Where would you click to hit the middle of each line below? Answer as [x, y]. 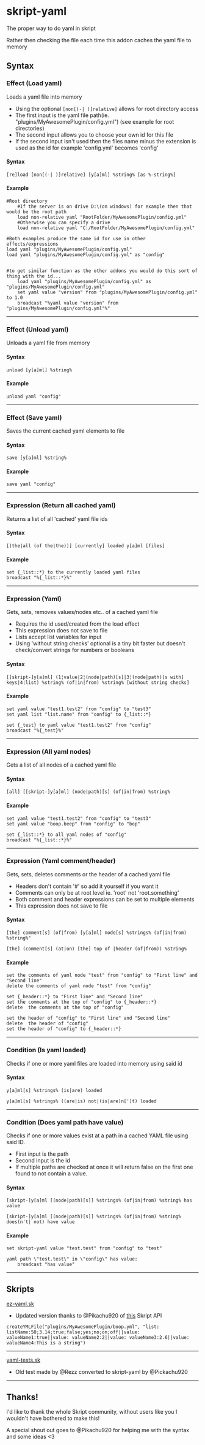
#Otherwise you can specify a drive [64, 223]
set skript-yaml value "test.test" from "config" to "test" [85, 1248]
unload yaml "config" [34, 396]
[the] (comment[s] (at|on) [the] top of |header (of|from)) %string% [97, 949]
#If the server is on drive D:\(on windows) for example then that [105, 207]
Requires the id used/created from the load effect [77, 624]
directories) [30, 128]
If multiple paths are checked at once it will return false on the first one [104, 1167]
